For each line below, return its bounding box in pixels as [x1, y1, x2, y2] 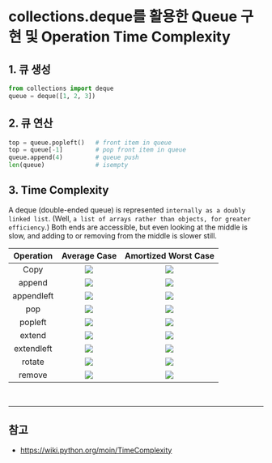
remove [19, 369, 48, 380]
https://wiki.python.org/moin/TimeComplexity [19, 445, 172, 455]
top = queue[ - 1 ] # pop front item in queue [8, 146, 186, 154]
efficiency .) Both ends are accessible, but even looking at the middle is [8, 222, 249, 232]
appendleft [12, 289, 54, 301]
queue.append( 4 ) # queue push [8, 153, 139, 162]
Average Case [61, 250, 117, 261]
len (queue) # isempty [8, 161, 129, 169]
